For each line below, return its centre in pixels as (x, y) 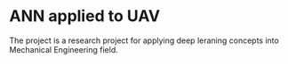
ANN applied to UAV (85, 16)
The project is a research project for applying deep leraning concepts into (144, 40)
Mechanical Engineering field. (64, 49)
